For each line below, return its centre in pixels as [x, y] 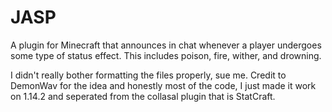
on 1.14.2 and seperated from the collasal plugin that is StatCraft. [143, 96]
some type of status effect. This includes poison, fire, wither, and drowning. [166, 55]
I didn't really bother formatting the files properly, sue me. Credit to [148, 75]
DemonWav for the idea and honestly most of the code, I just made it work [163, 85]
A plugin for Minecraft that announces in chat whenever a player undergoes [166, 45]
